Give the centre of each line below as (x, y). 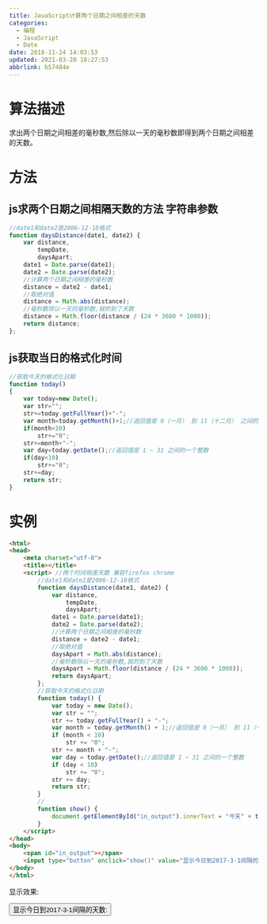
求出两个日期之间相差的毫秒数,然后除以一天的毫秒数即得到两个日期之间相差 (132, 133)
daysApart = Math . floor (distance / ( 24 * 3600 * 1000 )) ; (147, 669)
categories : (29, 23)
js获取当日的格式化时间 (65, 358)
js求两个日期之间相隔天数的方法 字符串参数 (114, 209)
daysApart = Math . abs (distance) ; (106, 654)
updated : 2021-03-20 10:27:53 (59, 60)
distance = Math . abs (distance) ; (76, 302)
